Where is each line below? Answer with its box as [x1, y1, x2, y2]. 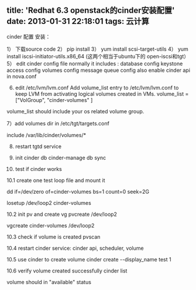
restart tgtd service [15, 142, 62, 150]
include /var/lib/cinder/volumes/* [6, 131, 87, 138]
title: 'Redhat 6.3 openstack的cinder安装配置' [6, 5, 175, 16]
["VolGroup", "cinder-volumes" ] [15, 96, 93, 103]
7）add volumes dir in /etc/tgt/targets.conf [6, 120, 110, 127]
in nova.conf [6, 72, 37, 80]
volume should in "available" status [6, 278, 91, 285]
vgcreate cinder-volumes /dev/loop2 [6, 222, 95, 229]
